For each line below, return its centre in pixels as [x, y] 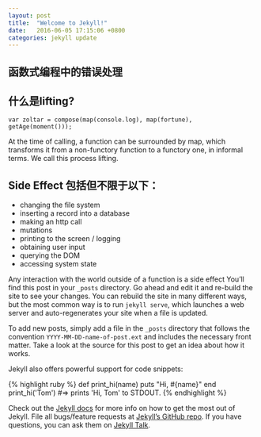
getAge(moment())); [40, 127]
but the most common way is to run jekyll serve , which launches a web [127, 305]
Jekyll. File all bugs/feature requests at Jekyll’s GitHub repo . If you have [125, 416]
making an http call [51, 222]
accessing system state [58, 264]
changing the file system [60, 205]
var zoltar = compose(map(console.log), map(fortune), [100, 120]
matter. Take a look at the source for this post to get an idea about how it [127, 345]
